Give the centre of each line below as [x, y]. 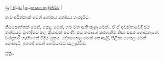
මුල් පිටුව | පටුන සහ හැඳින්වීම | [34, 8]
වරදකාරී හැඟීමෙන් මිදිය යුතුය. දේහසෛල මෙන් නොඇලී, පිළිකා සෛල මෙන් [76, 38]
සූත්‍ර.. [10, 53]
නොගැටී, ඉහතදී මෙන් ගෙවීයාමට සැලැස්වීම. [46, 43]
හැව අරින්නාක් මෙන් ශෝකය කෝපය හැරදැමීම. [47, 17]
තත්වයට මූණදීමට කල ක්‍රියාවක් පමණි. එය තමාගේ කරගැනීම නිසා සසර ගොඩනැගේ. [82, 32]
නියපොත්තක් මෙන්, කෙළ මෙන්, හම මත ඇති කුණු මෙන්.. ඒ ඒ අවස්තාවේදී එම [78, 27]
